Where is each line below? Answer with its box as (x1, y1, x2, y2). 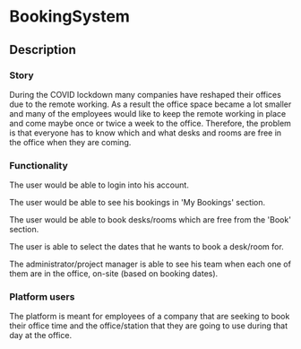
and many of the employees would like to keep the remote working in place (9, 108, 287, 118)
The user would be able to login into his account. (9, 179, 190, 190)
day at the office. (9, 330, 73, 341)
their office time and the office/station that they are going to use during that (9, 320, 288, 331)
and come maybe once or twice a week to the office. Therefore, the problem (9, 118, 291, 128)
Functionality (9, 159, 69, 171)
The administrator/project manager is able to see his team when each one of (9, 258, 291, 270)
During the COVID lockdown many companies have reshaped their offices (9, 89, 282, 100)
